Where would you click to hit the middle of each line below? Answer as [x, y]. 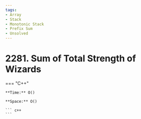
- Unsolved [17, 33]
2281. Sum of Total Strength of [70, 58]
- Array [13, 15]
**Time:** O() [20, 92]
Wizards [23, 69]
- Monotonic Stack [25, 24]
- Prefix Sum [19, 29]
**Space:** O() [21, 101]
